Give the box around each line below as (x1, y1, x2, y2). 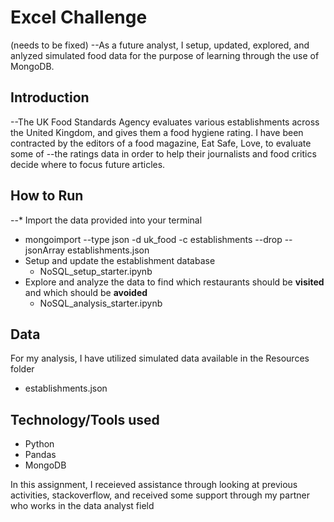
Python (24, 438, 55, 450)
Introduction (10, 89, 90, 106)
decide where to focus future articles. (10, 158, 166, 170)
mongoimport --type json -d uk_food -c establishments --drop (24, 233, 283, 245)
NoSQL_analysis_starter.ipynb (39, 297, 163, 309)
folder (10, 363, 35, 375)
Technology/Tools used (10, 411, 160, 428)
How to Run (10, 187, 84, 205)
